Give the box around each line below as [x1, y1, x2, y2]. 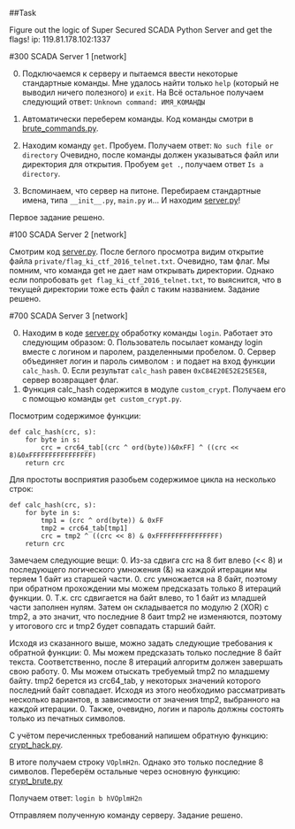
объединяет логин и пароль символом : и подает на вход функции [21, 356, 276, 366]
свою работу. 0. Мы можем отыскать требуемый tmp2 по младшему [9, 666, 270, 676]
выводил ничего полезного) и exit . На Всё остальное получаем [21, 88, 264, 97]
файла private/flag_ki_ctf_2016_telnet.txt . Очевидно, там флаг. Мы [9, 256, 270, 266]
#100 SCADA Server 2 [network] [9, 229, 127, 240]
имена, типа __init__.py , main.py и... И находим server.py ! [21, 195, 241, 205]
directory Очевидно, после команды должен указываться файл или [21, 150, 279, 160]
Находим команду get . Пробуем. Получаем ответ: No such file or [21, 141, 274, 150]
